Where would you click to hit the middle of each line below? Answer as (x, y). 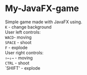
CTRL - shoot (17, 63)
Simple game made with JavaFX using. (43, 22)
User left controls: (23, 32)
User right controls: (24, 52)
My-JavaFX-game (42, 8)
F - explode (16, 47)
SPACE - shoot (18, 42)
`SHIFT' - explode (23, 68)
